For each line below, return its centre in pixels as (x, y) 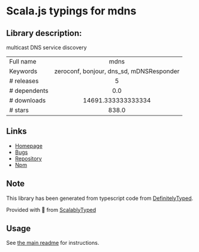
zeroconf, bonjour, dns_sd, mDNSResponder (117, 71)
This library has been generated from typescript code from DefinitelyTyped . (100, 198)
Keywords (23, 71)
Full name (23, 61)
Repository (28, 158)
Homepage (29, 145)
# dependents (29, 91)
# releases (24, 81)
